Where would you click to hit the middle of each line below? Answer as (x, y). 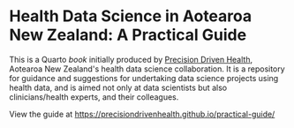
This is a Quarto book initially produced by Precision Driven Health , (131, 59)
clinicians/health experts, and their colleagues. (94, 97)
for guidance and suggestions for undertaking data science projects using (144, 78)
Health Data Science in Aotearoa (131, 16)
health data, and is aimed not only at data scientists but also (118, 87)
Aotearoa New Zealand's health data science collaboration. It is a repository (147, 69)
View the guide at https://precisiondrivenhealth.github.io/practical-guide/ (142, 114)
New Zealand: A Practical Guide (128, 35)
